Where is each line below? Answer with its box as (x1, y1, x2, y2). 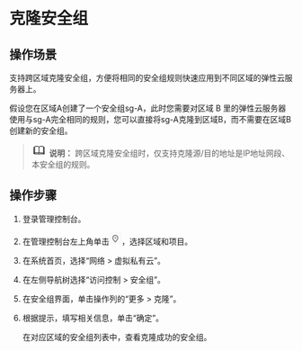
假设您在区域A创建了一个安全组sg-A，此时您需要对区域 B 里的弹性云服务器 (9, 103, 287, 113)
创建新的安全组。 (9, 125, 73, 136)
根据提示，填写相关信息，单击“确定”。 (22, 312, 164, 323)
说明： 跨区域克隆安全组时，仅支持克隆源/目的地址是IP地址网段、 (49, 148, 290, 158)
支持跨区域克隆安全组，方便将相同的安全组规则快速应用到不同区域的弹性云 (9, 73, 285, 83)
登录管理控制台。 (22, 213, 86, 224)
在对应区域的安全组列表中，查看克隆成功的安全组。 (22, 331, 212, 342)
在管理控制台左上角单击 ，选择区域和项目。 (22, 236, 193, 247)
